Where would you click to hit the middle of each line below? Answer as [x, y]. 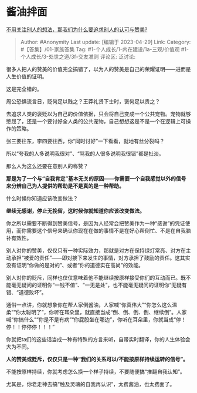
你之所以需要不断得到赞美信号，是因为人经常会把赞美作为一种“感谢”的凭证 [96, 223]
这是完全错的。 [24, 89]
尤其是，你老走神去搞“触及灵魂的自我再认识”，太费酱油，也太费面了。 [91, 384]
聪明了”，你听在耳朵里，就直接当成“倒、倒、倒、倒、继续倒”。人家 [106, 312]
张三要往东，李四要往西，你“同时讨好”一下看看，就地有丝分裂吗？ [86, 141]
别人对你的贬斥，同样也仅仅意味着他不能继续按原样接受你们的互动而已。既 [96, 277]
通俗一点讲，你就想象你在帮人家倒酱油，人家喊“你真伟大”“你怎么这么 [89, 305]
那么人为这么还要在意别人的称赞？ [47, 166]
